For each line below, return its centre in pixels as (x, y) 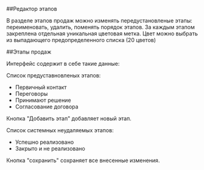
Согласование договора (47, 107)
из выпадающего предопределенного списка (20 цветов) (81, 40)
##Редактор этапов (32, 9)
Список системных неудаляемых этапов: (60, 130)
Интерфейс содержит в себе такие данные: (63, 64)
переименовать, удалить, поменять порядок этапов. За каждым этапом (100, 27)
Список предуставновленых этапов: (54, 75)
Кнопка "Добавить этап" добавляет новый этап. (69, 119)
